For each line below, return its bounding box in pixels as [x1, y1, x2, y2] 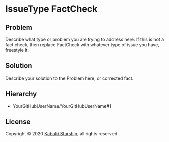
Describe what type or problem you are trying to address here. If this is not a [5, 36, 164, 42]
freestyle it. [5, 47, 29, 53]
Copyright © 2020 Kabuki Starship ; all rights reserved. [5, 131, 119, 137]
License [5, 118, 31, 126]
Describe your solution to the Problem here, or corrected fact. [5, 75, 134, 81]
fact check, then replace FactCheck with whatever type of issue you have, [5, 42, 160, 48]
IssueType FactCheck [5, 3, 98, 15]
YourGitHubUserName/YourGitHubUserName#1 [12, 103, 112, 109]
